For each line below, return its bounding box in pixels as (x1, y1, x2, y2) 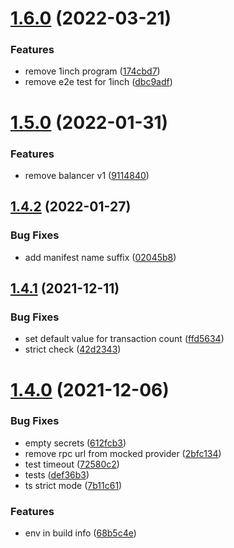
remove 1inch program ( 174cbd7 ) (24, 65, 161, 77)
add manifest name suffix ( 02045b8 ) (24, 251, 177, 263)
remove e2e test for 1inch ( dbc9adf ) (24, 76, 173, 88)
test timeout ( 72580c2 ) (24, 458, 120, 470)
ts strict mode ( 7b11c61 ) (24, 479, 123, 491)
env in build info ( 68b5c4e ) (24, 527, 137, 539)
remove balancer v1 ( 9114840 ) (24, 169, 150, 181)
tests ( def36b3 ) (24, 468, 90, 481)
